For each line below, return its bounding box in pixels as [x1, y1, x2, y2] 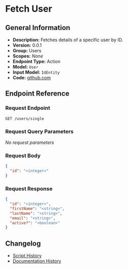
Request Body [5, 152, 41, 159]
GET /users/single [5, 116, 44, 121]
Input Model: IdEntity [12, 69, 60, 75]
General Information [5, 23, 71, 32]
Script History [12, 253, 42, 259]
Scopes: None [12, 53, 43, 59]
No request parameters [5, 139, 54, 145]
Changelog [5, 239, 41, 248]
